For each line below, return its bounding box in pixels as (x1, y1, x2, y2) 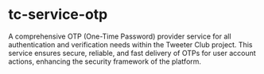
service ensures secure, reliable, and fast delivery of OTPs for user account (8, 48, 256, 57)
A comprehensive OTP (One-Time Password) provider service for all (8, 31, 232, 41)
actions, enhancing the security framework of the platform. (8, 57, 201, 66)
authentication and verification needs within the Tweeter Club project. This (8, 39, 253, 49)
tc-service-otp (8, 6, 108, 24)
